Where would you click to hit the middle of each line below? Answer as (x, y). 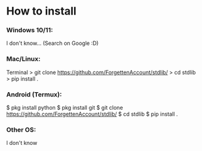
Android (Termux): (34, 94)
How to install (42, 11)
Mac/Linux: (23, 59)
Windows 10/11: (30, 30)
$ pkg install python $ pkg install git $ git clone (65, 108)
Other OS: (21, 130)
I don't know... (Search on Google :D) (52, 43)
